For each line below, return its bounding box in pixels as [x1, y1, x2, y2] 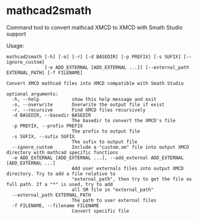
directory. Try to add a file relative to [6, 171, 116, 177]
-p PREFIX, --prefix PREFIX [12, 123, 83, 129]
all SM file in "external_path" [71, 187, 154, 193]
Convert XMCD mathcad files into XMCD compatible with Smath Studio [6, 80, 184, 86]
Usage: [6, 42, 24, 49]
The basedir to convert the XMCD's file [71, 117, 175, 123]
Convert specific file [71, 208, 130, 214]
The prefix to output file [71, 128, 140, 134]
